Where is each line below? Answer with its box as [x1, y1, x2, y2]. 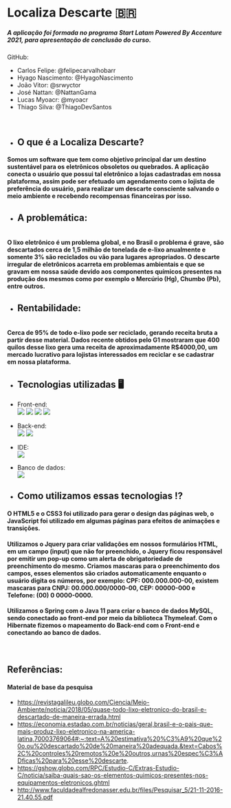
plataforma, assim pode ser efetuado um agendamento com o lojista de [7, 177, 215, 186]
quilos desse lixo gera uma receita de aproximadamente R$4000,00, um [7, 343, 218, 351]
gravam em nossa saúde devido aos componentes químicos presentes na [7, 267, 222, 276]
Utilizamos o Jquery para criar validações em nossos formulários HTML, [7, 540, 218, 548]
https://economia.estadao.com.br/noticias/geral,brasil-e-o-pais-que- [16, 720, 213, 728]
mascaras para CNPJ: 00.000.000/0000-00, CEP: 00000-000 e [7, 583, 196, 592]
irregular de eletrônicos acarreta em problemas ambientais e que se [7, 260, 205, 269]
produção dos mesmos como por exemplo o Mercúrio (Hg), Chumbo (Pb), [7, 275, 221, 283]
